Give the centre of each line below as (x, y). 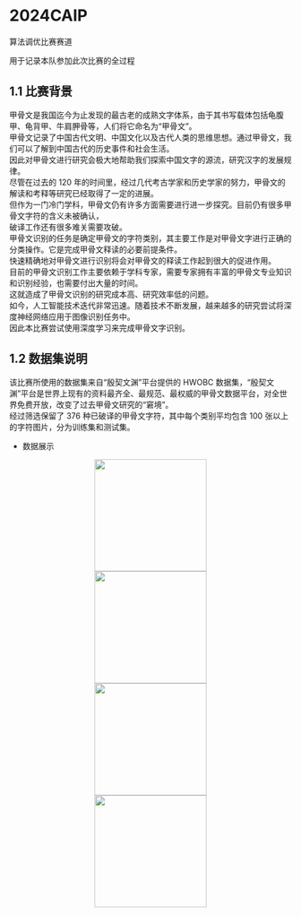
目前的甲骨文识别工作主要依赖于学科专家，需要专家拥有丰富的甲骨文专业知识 (150, 272)
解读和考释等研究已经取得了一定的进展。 (84, 193)
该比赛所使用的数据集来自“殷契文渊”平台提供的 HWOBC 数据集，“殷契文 (142, 382)
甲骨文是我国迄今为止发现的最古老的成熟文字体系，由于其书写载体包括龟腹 (146, 115)
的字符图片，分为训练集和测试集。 (72, 427)
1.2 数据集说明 (48, 359)
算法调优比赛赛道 (41, 41)
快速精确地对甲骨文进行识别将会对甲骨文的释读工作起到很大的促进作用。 (142, 260)
